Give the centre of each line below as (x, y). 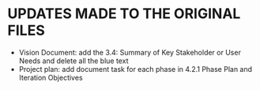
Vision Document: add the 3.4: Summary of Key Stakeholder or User (130, 52)
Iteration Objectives (51, 77)
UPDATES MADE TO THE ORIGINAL (124, 14)
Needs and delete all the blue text (73, 61)
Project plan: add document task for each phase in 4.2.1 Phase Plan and (136, 69)
